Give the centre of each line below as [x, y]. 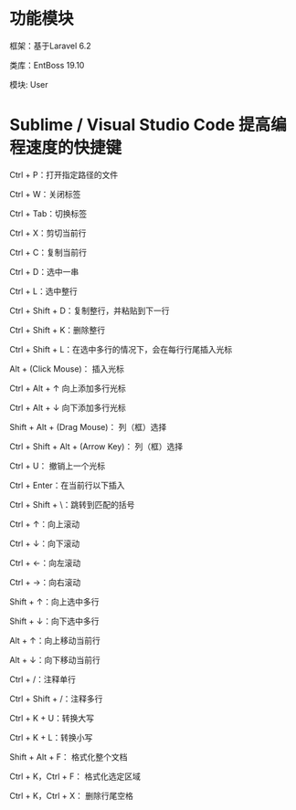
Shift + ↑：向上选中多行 [54, 601]
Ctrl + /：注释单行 [42, 679]
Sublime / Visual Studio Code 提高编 [148, 125]
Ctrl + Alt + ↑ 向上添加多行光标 [68, 388]
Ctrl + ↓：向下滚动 [45, 543]
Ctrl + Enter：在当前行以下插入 [67, 485]
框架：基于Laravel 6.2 [50, 46]
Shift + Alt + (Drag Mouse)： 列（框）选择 [88, 426]
